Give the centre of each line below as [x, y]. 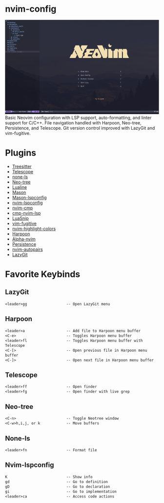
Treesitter [22, 166]
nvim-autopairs [27, 249]
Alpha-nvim [24, 239]
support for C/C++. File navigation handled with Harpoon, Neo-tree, [73, 122]
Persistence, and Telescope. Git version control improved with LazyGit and [80, 128]
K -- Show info [49, 477]
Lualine [20, 187]
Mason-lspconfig [29, 197]
